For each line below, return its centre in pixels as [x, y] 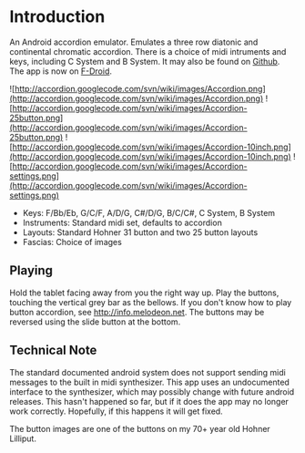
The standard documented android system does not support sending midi [148, 372]
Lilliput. [23, 438]
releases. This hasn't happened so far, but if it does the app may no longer [149, 401]
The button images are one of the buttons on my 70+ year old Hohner [140, 428]
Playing [31, 271]
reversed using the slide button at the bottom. [95, 322]
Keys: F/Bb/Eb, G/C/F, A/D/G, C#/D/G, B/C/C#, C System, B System [149, 212]
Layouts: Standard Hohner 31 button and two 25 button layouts [140, 232]
